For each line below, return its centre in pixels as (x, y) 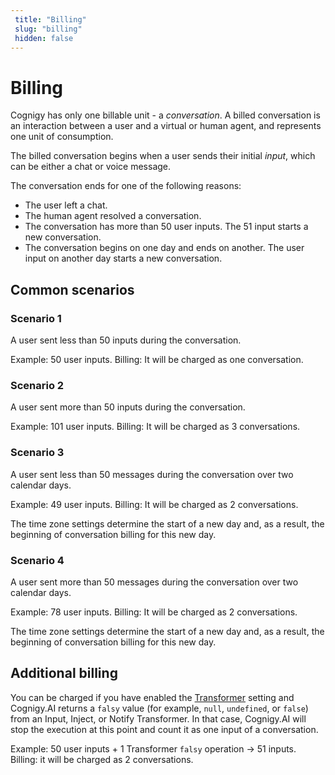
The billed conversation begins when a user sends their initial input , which (163, 156)
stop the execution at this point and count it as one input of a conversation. (164, 729)
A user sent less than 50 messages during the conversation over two (152, 474)
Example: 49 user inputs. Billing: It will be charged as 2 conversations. (154, 504)
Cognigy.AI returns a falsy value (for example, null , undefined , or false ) (159, 708)
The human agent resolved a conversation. (113, 216)
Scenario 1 (36, 318)
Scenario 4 (37, 560)
